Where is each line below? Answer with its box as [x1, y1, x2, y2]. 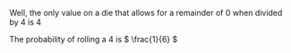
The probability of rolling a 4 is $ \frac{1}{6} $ [9, 34, 178, 44]
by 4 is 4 [9, 17, 42, 27]
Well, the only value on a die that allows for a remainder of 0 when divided [9, 8, 283, 18]
